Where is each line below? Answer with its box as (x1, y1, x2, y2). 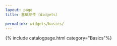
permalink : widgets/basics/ (5, 21, 65, 26)
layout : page (5, 7, 33, 13)
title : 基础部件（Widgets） (5, 12, 60, 17)
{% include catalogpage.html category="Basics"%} (5, 35, 112, 41)
